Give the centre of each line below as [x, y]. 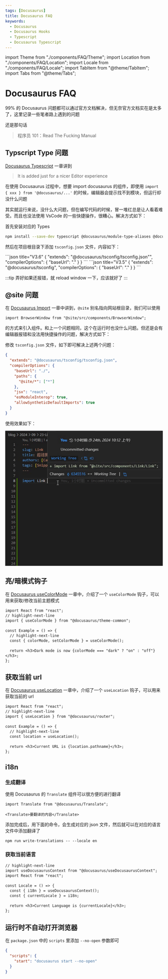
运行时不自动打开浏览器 [41, 927]
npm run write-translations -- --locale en [51, 841]
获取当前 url [23, 677]
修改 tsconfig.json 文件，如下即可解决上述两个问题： [60, 345]
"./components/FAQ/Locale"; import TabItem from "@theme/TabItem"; [77, 68]
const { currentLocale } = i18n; [44, 896]
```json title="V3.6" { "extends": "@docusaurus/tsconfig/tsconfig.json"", [79, 257]
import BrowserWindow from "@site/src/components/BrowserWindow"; [76, 318]
